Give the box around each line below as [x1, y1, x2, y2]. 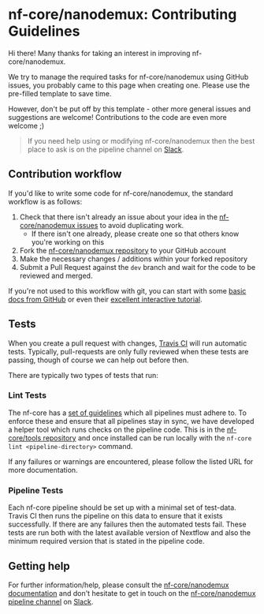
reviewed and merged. [19, 271, 93, 280]
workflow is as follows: [8, 197, 83, 206]
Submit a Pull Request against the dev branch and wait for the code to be [19, 262, 256, 271]
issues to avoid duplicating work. [77, 220, 184, 230]
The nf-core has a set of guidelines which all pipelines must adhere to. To [8, 408, 247, 417]
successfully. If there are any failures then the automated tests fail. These [8, 519, 247, 530]
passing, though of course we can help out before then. [8, 355, 189, 365]
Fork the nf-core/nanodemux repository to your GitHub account [19, 245, 227, 255]
